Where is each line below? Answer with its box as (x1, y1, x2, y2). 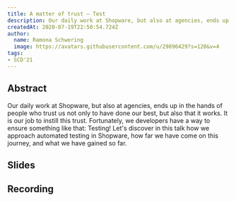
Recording (7, 183, 54, 195)
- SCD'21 (7, 57, 33, 64)
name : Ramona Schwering (13, 37, 83, 44)
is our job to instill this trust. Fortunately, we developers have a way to (7, 116, 211, 124)
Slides (7, 159, 35, 171)
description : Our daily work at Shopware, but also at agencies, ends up (7, 17, 230, 24)
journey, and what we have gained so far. (7, 138, 127, 147)
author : (7, 30, 30, 37)
